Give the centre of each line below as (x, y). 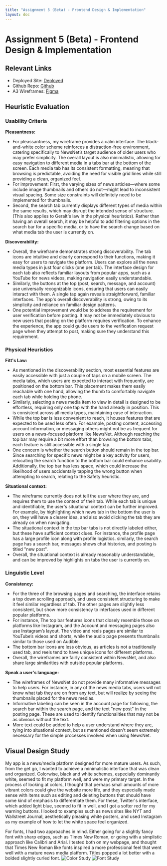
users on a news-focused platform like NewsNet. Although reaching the (86, 434)
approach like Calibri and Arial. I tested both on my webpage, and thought (81, 842)
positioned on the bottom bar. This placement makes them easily (79, 386)
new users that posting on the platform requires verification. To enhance (86, 321)
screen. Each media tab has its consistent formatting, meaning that (81, 168)
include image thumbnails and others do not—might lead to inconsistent (86, 190)
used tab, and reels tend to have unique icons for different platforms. (83, 652)
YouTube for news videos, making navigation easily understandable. (82, 278)
